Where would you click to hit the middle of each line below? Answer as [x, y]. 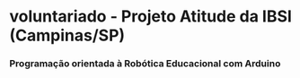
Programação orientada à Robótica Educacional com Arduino [145, 64]
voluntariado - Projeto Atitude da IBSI [150, 17]
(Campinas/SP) [67, 35]
